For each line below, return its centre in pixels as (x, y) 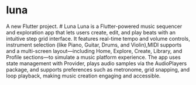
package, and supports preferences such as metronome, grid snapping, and (98, 69)
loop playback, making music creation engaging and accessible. (83, 76)
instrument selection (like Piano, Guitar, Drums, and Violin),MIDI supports (94, 45)
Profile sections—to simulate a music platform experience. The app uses (94, 57)
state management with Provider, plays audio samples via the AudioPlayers (97, 63)
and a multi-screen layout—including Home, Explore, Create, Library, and (94, 51)
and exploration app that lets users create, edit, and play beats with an (91, 32)
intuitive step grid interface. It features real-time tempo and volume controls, (98, 38)
